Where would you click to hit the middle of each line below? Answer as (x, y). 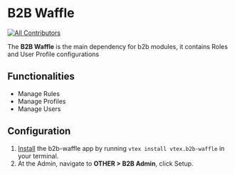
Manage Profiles (42, 101)
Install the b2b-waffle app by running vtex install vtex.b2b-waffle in (121, 148)
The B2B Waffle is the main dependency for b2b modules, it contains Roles (117, 46)
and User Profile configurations (53, 54)
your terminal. (38, 156)
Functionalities (41, 76)
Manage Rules (39, 93)
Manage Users (39, 109)
